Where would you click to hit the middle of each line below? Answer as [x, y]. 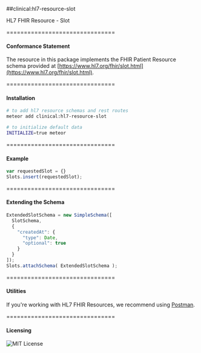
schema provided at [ [33, 66]
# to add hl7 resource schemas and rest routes [68, 111]
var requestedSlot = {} [36, 171]
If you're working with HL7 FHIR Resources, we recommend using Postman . [101, 305]
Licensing [19, 330]
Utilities [16, 291]
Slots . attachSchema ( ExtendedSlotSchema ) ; [62, 266]
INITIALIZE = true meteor [36, 133]
